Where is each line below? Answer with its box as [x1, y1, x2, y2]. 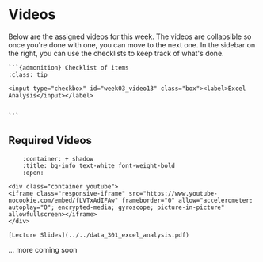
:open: [22, 169, 44, 177]
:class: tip [8, 70, 48, 78]
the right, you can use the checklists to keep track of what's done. [8, 48, 224, 58]
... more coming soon [8, 245, 78, 254]
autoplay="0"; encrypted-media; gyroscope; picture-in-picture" [8, 203, 225, 211]
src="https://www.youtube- [128, 189, 218, 197]
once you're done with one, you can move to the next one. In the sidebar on [8, 40, 256, 49]
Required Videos [8, 134, 93, 147]
